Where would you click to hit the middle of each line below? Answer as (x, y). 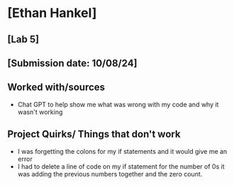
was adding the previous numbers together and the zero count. (110, 174)
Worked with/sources (56, 88)
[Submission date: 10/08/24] (72, 63)
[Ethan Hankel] (52, 13)
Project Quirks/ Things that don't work (94, 134)
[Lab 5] (23, 39)
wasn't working (40, 112)
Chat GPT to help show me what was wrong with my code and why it (118, 104)
